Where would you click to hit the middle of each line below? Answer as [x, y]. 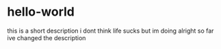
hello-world [41, 12]
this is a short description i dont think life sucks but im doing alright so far [110, 31]
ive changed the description [47, 37]
